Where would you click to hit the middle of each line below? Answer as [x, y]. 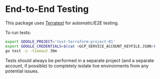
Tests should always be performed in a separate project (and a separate [80, 60]
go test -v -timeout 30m [31, 51]
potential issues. [22, 71]
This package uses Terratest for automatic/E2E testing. [62, 23]
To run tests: [18, 32]
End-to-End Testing [47, 9]
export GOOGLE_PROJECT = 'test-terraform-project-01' [60, 41]
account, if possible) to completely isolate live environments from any [77, 66]
